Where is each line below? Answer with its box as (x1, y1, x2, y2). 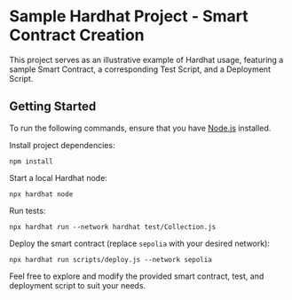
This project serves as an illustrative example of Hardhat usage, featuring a (9, 54, 284, 65)
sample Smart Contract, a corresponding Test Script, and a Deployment (9, 64, 271, 75)
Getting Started (9, 99, 97, 114)
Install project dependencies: (9, 139, 115, 150)
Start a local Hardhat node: (9, 172, 108, 183)
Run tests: (9, 205, 46, 216)
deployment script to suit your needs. (9, 280, 146, 290)
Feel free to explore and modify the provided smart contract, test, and (9, 271, 264, 281)
